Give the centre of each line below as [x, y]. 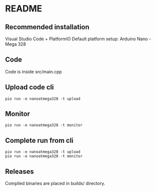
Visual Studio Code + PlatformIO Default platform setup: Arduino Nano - [78, 39]
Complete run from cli [39, 140]
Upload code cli [30, 87]
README [24, 9]
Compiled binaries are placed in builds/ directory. [55, 184]
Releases [19, 171]
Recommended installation [47, 27]
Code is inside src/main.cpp [34, 71]
